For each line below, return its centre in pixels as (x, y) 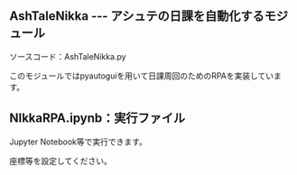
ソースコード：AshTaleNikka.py (68, 56)
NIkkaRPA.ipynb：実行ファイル (97, 119)
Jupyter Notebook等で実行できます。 (78, 142)
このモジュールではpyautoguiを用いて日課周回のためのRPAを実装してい (142, 76)
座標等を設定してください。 (61, 161)
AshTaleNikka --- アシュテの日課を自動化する (137, 16)
